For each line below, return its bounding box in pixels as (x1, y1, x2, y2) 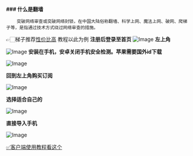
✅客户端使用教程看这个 (6, 144, 62, 150)
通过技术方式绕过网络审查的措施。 (28, 25, 98, 30)
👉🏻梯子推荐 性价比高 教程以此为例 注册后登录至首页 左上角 (6, 36, 171, 43)
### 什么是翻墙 (6, 6, 44, 12)
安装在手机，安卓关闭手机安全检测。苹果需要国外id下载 (28, 48, 162, 55)
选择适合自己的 (6, 96, 42, 103)
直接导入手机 (6, 120, 37, 127)
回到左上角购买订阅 (6, 72, 53, 79)
